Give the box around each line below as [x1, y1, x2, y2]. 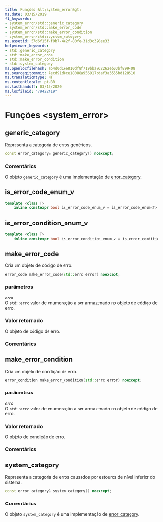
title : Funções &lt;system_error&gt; [5, 7, 81, 12]
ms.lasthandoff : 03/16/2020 [5, 84, 62, 89]
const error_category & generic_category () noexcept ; [5, 151, 114, 156]
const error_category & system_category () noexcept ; [5, 488, 112, 493]
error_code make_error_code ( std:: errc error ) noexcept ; [5, 272, 120, 277]
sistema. [5, 479, 22, 485]
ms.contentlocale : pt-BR [5, 79, 55, 84]
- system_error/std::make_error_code [5, 25, 81, 30]
